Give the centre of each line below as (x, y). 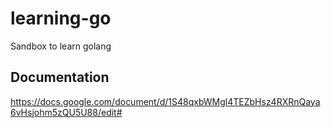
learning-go (61, 18)
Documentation (60, 77)
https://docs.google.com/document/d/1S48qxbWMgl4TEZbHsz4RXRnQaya (165, 101)
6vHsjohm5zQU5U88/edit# (66, 112)
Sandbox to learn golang (61, 46)
